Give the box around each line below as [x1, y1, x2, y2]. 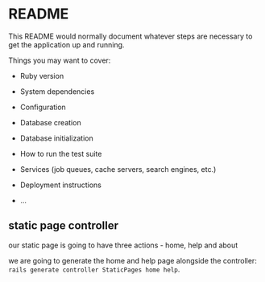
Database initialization [19, 133, 94, 143]
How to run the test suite [19, 149, 102, 158]
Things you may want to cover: [8, 55, 111, 65]
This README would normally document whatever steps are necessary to [8, 31, 253, 41]
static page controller [8, 219, 119, 233]
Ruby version [19, 71, 64, 80]
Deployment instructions [19, 180, 102, 190]
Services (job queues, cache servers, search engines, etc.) [19, 164, 217, 174]
